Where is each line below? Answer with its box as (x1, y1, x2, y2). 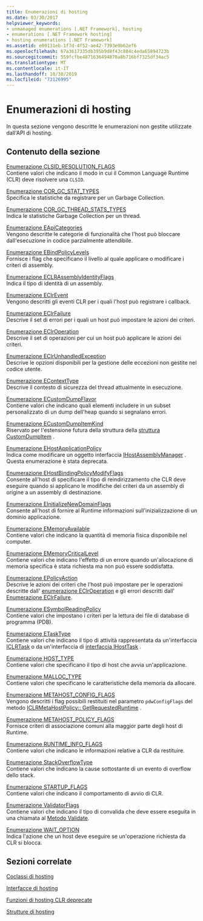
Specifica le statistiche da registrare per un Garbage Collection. (6, 194, 165, 201)
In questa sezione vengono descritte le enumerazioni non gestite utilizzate (6, 123, 192, 130)
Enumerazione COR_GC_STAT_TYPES (6, 187, 99, 195)
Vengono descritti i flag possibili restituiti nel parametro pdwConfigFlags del (6, 697, 193, 704)
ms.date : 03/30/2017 (6, 15, 59, 21)
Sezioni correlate (6, 857, 72, 867)
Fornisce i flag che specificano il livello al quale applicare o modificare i (6, 255, 184, 262)
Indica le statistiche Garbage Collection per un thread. (6, 212, 141, 219)
